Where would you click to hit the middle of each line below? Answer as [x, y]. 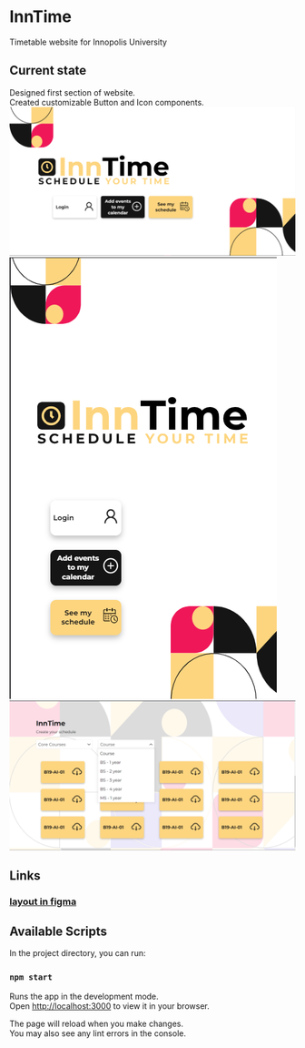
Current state [48, 71]
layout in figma [43, 901]
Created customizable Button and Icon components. [107, 102]
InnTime [41, 17]
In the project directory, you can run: [78, 953]
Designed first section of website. [73, 92]
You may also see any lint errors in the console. [98, 1033]
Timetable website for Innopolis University [89, 42]
